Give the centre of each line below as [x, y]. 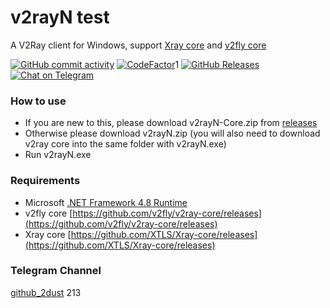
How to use [38, 101]
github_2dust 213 [46, 292]
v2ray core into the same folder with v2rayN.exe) [125, 144]
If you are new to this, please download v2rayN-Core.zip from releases [171, 123]
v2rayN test [60, 17]
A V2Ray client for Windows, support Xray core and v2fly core [138, 45]
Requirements [45, 181]
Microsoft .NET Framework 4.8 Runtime [106, 202]
